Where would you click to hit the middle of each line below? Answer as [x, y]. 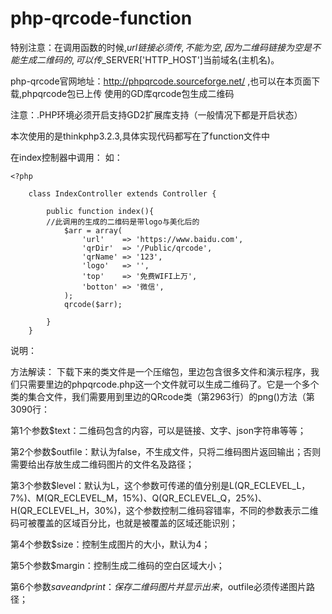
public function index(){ [100, 211]
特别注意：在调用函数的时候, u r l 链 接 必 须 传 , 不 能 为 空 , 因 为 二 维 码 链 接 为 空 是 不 [165, 47]
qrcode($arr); [93, 304]
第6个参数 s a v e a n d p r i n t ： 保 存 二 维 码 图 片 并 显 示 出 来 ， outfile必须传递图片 [158, 586]
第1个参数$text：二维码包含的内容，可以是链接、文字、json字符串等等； [158, 430]
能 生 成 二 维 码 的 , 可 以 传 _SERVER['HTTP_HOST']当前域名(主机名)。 [145, 59]
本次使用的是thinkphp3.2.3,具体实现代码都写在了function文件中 [140, 136]
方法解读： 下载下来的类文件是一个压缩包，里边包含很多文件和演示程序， [160, 371]
